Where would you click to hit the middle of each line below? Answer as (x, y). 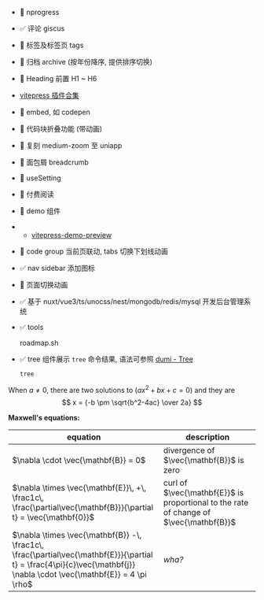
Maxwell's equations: (44, 417)
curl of (176, 483)
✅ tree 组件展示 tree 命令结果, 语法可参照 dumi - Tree (106, 359)
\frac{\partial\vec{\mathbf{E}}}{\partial (82, 554)
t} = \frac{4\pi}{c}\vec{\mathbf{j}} (74, 565)
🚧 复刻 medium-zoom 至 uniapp (71, 145)
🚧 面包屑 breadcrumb (54, 162)
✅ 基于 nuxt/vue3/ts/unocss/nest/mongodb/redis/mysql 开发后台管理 (132, 302)
